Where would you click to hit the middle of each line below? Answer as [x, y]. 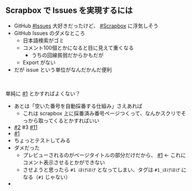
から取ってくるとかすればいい [64, 120]
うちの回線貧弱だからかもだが [67, 55]
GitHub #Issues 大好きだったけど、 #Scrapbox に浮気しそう [86, 26]
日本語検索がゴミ [43, 40]
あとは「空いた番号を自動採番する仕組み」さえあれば [78, 106]
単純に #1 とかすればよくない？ [43, 93]
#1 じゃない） [54, 177]
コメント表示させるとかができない [64, 162]
